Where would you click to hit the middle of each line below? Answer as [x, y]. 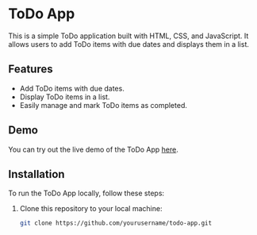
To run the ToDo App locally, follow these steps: [86, 193]
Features [31, 69]
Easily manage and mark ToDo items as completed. [104, 105]
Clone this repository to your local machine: [91, 209]
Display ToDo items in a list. [65, 97]
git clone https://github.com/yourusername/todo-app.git [116, 223]
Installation [36, 174]
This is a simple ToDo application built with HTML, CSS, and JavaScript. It [128, 36]
